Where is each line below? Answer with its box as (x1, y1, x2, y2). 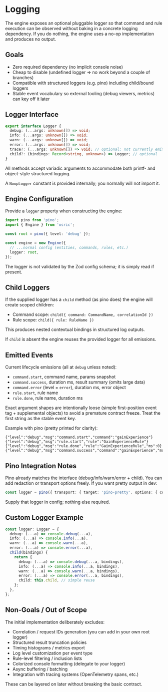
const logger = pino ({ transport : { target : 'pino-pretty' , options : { (5, 490, 157, 495)
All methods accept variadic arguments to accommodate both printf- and (5, 165, 155, 171)
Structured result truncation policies (12, 639, 87, 645)
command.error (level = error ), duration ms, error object (12, 385, 126, 391)
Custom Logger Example (5, 513, 83, 522)
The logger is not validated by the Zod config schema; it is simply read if (5, 263, 154, 269)
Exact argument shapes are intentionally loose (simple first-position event (5, 405, 157, 411)
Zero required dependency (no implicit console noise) (12, 64, 123, 70)
